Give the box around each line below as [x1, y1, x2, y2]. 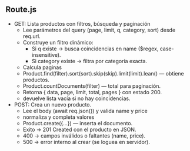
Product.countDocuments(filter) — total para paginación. [22, 82, 161, 90]
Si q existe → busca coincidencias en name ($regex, [31, 45, 159, 52]
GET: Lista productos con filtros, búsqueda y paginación [14, 20, 151, 27]
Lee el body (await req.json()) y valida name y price [22, 107, 148, 114]
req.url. [22, 32, 41, 40]
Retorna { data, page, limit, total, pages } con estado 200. [22, 88, 162, 95]
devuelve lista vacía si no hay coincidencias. [22, 95, 131, 102]
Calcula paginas [22, 64, 62, 71]
